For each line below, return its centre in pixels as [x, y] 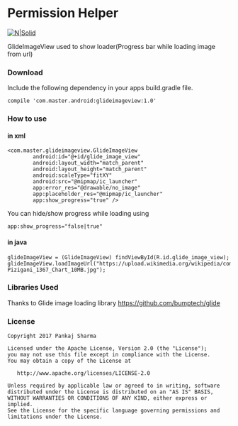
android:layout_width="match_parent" [88, 163]
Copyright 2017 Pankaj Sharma [52, 336]
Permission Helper [63, 13]
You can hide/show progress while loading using [78, 214]
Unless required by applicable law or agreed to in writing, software [114, 386]
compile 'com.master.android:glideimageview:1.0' [82, 101]
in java [17, 242]
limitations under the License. [55, 417]
